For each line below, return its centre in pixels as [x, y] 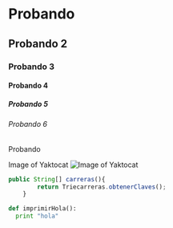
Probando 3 [31, 67]
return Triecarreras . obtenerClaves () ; [102, 187]
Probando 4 [28, 86]
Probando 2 [38, 44]
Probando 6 [28, 124]
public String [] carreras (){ [57, 179]
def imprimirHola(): [43, 209]
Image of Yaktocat [38, 165]
